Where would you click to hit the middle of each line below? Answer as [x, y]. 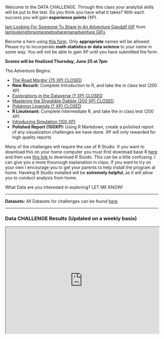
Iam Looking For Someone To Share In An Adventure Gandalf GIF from [75, 27]
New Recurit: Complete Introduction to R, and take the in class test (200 [84, 85]
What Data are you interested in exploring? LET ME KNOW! [64, 187]
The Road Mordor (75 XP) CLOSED [47, 80]
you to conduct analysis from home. [41, 178]
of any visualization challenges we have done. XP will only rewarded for [84, 132]
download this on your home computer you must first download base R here [81, 152]
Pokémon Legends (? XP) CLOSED [47, 106]
